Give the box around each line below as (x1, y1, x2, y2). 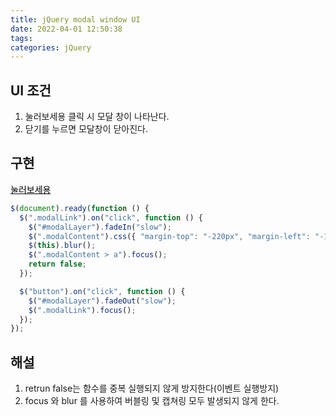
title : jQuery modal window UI (10, 14, 141, 25)
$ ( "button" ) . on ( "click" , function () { (19, 286, 186, 296)
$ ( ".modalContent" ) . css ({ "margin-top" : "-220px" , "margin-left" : (28, 231, 311, 241)
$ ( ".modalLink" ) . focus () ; (28, 305, 137, 315)
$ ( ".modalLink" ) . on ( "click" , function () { (19, 212, 203, 223)
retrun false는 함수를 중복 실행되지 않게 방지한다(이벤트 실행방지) (24, 382, 280, 395)
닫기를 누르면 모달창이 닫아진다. (24, 123, 148, 135)
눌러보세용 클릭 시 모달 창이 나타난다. (24, 111, 170, 123)
